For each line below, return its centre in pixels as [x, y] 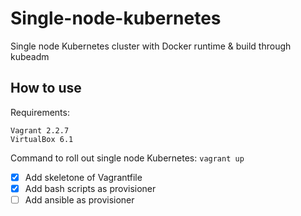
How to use [46, 88]
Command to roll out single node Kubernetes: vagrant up [127, 158]
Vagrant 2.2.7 [40, 130]
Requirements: [40, 112]
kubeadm [30, 56]
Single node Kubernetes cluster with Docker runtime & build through [151, 46]
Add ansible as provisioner [79, 199]
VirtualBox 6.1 [42, 139]
